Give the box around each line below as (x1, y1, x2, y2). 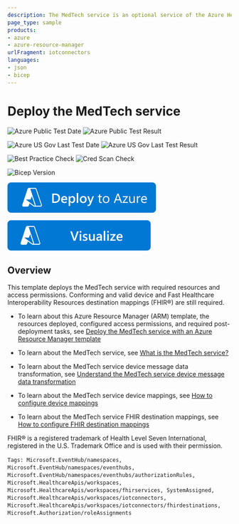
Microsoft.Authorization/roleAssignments (7, 510, 132, 517)
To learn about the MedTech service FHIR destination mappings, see (17, 413, 219, 421)
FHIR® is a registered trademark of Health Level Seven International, (7, 434, 208, 443)
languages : (7, 57, 40, 64)
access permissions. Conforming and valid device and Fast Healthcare (7, 290, 215, 299)
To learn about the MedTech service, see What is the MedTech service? (17, 349, 229, 357)
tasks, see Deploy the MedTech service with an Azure (54, 327, 213, 336)
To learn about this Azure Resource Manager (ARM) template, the (17, 312, 210, 320)
